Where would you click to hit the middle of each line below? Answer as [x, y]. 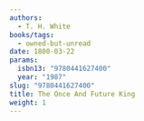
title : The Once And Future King [72, 94]
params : [24, 60]
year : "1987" [42, 77]
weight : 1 [28, 102]
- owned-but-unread [54, 43]
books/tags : [32, 35]
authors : [26, 18]
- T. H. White [44, 26]
